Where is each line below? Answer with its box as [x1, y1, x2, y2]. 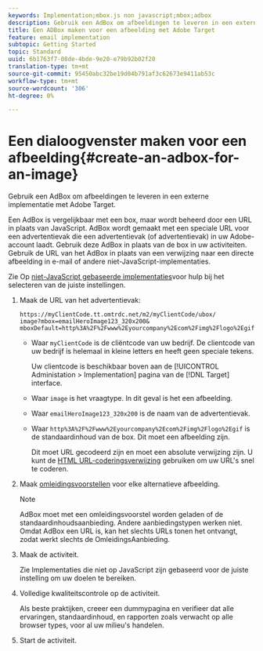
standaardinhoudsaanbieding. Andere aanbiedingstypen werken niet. [19, 518, 243, 528]
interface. [31, 378, 63, 388]
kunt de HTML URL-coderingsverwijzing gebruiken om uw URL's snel [31, 456, 254, 465]
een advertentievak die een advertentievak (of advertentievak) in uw [8, 232, 229, 242]
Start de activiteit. [19, 636, 77, 646]
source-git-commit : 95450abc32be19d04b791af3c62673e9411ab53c [8, 70, 215, 78]
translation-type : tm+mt [8, 63, 89, 71]
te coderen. [31, 464, 69, 474]
